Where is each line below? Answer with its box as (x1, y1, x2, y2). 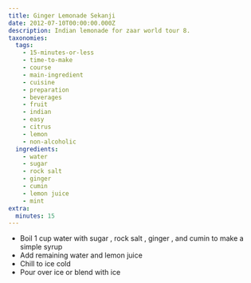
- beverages (22, 93, 62, 101)
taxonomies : (8, 33, 48, 42)
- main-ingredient (22, 71, 84, 79)
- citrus (22, 123, 52, 131)
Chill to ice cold (19, 259, 72, 269)
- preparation (22, 85, 69, 94)
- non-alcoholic (22, 137, 77, 146)
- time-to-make (22, 57, 73, 65)
